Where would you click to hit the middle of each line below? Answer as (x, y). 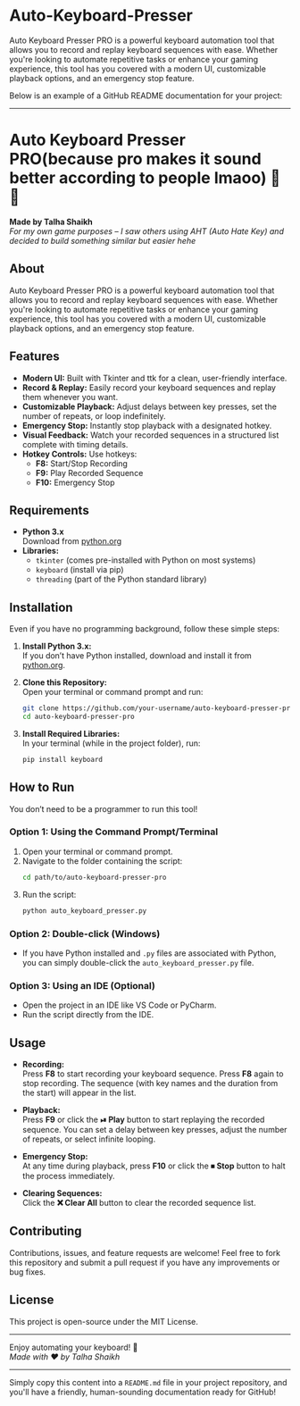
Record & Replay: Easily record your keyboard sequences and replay (149, 387)
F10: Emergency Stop (75, 482)
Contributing (46, 1231)
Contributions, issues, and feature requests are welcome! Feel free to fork (145, 1252)
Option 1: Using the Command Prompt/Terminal (114, 832)
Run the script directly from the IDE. (88, 1015)
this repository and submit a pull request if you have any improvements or (145, 1262)
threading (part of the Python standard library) (121, 579)
